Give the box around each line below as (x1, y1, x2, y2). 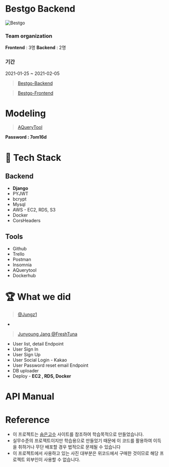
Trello (12, 251, 25, 257)
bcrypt (12, 196, 27, 202)
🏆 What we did (5, 291, 71, 303)
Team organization (5, 32, 53, 39)
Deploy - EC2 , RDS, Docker (12, 373, 71, 379)
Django (12, 185, 28, 191)
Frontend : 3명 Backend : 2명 (5, 45, 66, 51)
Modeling (5, 107, 46, 119)
